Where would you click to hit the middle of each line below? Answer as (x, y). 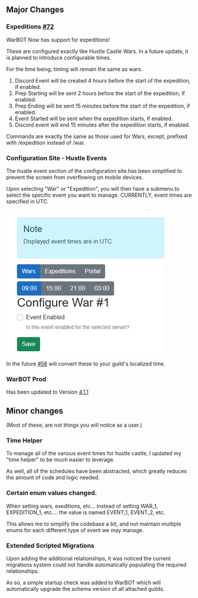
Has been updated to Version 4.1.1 (48, 392)
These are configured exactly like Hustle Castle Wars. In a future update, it (97, 51)
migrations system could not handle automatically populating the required (96, 565)
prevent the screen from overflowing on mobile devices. (75, 177)
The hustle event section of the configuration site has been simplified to (94, 171)
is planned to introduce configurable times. (59, 57)
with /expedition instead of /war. (45, 143)
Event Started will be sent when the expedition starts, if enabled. (94, 118)
